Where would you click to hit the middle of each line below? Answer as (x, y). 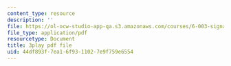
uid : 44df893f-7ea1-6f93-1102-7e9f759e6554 (70, 52)
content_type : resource (41, 13)
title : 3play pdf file (40, 45)
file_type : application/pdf (47, 33)
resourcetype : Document (41, 39)
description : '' (30, 20)
